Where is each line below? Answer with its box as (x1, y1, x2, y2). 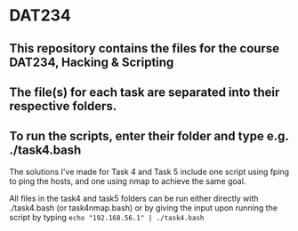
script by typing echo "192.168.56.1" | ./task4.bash (9, 211, 205, 222)
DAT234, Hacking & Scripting (9, 54, 174, 69)
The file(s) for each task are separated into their (9, 84, 280, 100)
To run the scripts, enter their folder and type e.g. (9, 129, 289, 144)
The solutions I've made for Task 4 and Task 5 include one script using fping (9, 166, 290, 177)
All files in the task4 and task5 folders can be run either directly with (9, 193, 259, 203)
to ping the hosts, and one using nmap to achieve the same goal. (9, 175, 246, 187)
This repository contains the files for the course (9, 41, 280, 56)
